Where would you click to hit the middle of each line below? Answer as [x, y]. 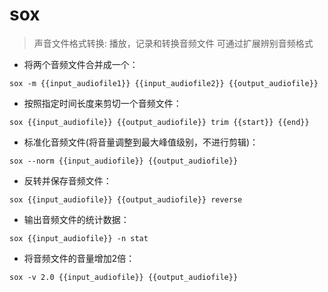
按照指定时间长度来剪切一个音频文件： [102, 103]
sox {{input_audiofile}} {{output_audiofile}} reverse [126, 199]
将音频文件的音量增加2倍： [79, 258]
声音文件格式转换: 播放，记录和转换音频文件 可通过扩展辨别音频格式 [173, 43]
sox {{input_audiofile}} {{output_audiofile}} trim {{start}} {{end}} [159, 122]
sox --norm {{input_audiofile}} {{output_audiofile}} [124, 161]
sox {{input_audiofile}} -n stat [79, 238]
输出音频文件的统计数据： [76, 219]
